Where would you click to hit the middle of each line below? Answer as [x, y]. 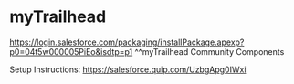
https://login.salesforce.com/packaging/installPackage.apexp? [127, 42]
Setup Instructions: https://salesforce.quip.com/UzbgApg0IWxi [128, 69]
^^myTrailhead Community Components [210, 51]
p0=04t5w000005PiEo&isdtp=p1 [71, 51]
